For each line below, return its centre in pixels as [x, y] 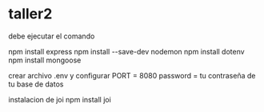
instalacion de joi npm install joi [60, 99]
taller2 [30, 14]
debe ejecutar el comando [52, 36]
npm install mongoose [45, 60]
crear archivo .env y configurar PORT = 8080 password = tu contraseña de [132, 75]
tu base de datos [36, 84]
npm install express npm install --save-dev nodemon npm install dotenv [127, 51]
